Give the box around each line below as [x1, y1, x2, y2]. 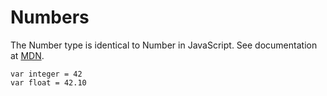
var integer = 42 [10, 69, 83, 79]
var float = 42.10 [10, 77, 87, 88]
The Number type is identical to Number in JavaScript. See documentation [10, 39, 318, 51]
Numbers [10, 6, 90, 29]
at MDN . [10, 49, 45, 61]
